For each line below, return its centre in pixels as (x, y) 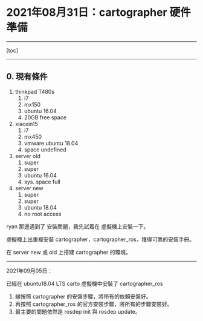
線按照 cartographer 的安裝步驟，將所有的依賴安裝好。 (83, 296)
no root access (43, 214)
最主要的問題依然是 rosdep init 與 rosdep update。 (78, 311)
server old (28, 156)
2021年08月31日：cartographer (87, 12)
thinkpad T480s (35, 91)
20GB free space (45, 117)
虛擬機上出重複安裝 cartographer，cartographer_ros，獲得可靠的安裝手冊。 (101, 239)
